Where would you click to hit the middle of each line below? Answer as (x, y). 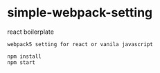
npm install (24, 56)
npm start (21, 62)
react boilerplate (30, 32)
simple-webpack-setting (80, 13)
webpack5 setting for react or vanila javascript (80, 44)
